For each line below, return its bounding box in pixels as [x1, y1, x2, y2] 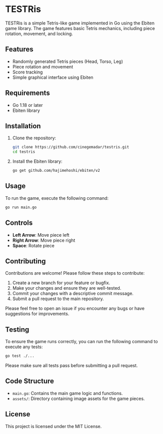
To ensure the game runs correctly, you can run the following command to [5, 339, 158, 345]
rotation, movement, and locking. [5, 30, 73, 36]
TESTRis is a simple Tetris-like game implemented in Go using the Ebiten [5, 20, 155, 26]
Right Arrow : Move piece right [12, 237, 75, 243]
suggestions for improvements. [5, 311, 69, 317]
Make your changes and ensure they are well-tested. [12, 285, 121, 291]
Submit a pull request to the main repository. [12, 296, 104, 302]
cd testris [12, 149, 35, 154]
